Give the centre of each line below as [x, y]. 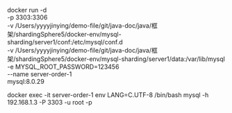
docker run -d [27, 10]
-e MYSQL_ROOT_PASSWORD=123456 [63, 67]
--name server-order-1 [40, 74]
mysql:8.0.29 [26, 81]
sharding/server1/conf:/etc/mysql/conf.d [65, 42]
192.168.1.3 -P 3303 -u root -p [50, 102]
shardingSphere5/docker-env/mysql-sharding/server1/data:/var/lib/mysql [121, 59]
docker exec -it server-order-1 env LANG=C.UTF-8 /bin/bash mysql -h [108, 95]
